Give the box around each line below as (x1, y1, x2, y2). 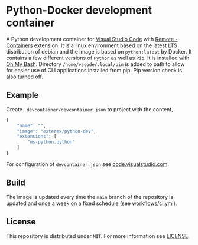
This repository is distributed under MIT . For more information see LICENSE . (6, 232, 190, 239)
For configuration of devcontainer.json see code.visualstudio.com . (6, 160, 170, 168)
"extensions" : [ (17, 134, 57, 140)
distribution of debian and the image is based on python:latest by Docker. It (6, 48, 192, 55)
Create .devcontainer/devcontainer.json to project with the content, (6, 105, 173, 112)
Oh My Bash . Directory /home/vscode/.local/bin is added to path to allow (6, 60, 185, 68)
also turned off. (6, 73, 43, 80)
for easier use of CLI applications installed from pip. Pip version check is (6, 67, 182, 74)
